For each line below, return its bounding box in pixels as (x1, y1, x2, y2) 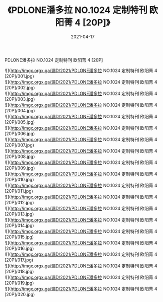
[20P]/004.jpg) (4, 107, 35, 113)
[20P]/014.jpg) (4, 222, 34, 228)
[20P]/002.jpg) (4, 84, 35, 90)
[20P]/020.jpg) (4, 291, 35, 297)
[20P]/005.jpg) (4, 119, 35, 125)
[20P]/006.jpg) (4, 130, 35, 137)
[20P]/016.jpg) (4, 245, 34, 251)
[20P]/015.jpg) (4, 234, 34, 240)
